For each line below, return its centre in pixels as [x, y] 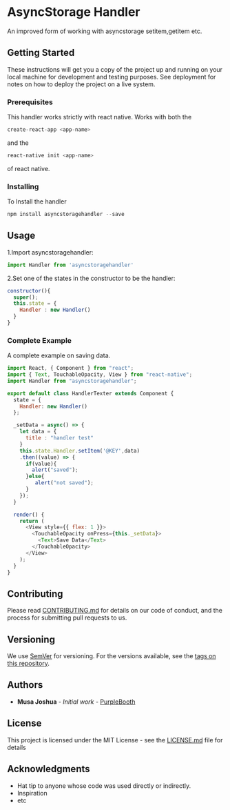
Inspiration [32, 793]
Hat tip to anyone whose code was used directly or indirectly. [104, 786]
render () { [29, 515]
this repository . [29, 664]
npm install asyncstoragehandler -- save [66, 215]
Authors [25, 685]
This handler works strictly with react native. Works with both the [100, 117]
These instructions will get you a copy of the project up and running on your [115, 69]
